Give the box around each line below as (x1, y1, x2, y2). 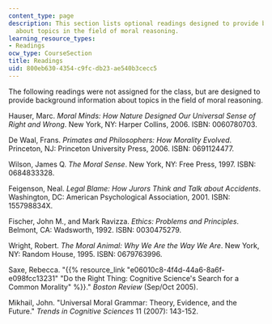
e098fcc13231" (8, 273, 59, 283)
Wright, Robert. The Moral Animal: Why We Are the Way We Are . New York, (8, 240, 260, 250)
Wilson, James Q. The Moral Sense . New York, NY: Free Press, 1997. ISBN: (8, 159, 257, 169)
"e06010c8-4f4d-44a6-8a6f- (126, 264, 225, 275)
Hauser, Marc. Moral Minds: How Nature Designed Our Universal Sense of (8, 111, 257, 120)
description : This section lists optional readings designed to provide (8, 19, 259, 27)
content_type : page (8, 11, 74, 20)
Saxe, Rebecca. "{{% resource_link (8, 264, 125, 275)
